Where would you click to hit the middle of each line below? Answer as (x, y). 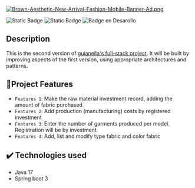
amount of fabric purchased (49, 105)
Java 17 (24, 172)
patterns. (17, 65)
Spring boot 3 (31, 179)
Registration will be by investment (56, 130)
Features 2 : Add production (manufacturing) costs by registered (92, 111)
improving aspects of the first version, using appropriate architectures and (96, 60)
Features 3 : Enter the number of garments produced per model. (92, 123)
